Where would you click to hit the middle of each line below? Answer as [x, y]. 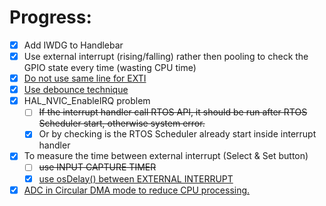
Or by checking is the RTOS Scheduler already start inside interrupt [177, 134]
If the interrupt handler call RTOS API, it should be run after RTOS [173, 112]
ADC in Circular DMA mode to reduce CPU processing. [137, 190]
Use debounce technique [76, 90]
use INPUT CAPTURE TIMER [97, 167]
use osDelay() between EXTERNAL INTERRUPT [136, 178]
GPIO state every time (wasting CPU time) [110, 68]
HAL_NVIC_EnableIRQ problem [87, 101]
